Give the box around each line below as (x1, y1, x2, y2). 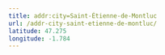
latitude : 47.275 (8, 27, 67, 35)
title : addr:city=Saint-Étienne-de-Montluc (8, 11, 158, 20)
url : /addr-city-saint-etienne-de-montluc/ (8, 19, 158, 27)
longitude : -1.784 (8, 34, 70, 43)
